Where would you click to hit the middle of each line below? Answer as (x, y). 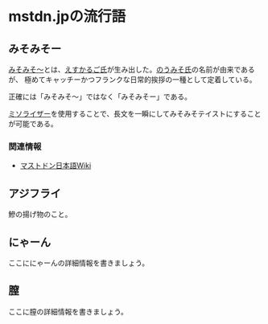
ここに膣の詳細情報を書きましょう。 (68, 311)
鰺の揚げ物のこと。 (40, 215)
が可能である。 (33, 124)
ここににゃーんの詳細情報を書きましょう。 (79, 263)
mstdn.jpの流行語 (67, 16)
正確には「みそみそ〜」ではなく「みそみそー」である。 (100, 96)
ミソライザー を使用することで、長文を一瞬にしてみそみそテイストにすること (135, 114)
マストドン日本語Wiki (56, 166)
